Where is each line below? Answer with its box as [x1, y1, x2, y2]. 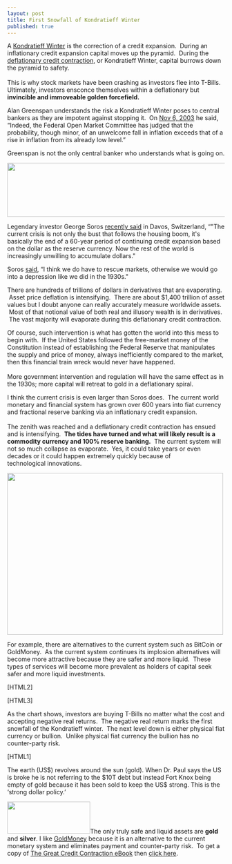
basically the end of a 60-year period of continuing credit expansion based [7, 237, 221, 246]
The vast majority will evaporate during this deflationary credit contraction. [8, 315, 222, 324]
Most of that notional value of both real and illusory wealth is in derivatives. [8, 308, 222, 316]
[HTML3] [7, 696, 33, 705]
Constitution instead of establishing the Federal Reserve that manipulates [7, 343, 215, 352]
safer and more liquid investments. [7, 670, 106, 678]
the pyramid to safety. [7, 63, 70, 72]
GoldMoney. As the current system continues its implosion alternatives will [7, 648, 221, 656]
